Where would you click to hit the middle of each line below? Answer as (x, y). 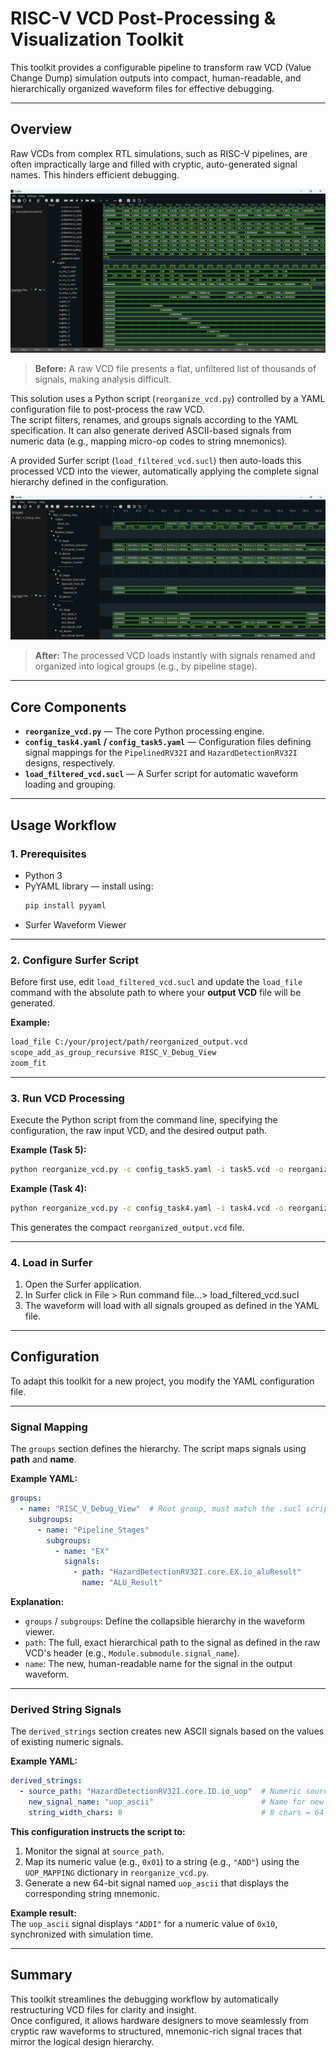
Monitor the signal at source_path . (94, 1851)
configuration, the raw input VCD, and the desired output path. (139, 1131)
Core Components (68, 707)
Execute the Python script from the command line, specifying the (144, 1120)
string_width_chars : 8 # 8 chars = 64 (176, 1812)
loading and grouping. (70, 784)
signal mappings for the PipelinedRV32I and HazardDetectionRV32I (161, 753)
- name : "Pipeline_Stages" (93, 1530)
